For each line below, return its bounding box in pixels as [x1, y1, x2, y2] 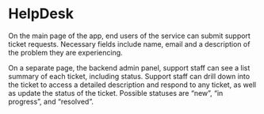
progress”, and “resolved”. [8, 97, 94, 106]
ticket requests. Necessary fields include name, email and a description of [8, 39, 251, 48]
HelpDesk [8, 5, 74, 23]
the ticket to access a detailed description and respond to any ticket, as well [8, 80, 256, 89]
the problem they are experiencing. [8, 47, 123, 57]
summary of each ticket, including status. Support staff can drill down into [8, 71, 251, 81]
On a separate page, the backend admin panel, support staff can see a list [8, 63, 251, 72]
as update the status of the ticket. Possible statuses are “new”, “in [8, 88, 224, 97]
